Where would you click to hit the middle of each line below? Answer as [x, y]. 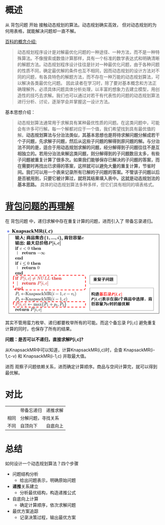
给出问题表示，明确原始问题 [48, 480]
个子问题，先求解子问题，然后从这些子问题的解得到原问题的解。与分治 [88, 141]
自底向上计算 [25, 499]
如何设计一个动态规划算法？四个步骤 [42, 464]
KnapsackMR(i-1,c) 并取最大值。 [56, 356]
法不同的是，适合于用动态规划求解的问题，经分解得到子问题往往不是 [86, 147]
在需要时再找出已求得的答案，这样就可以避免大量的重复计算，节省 [84, 166]
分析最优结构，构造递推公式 [48, 493]
